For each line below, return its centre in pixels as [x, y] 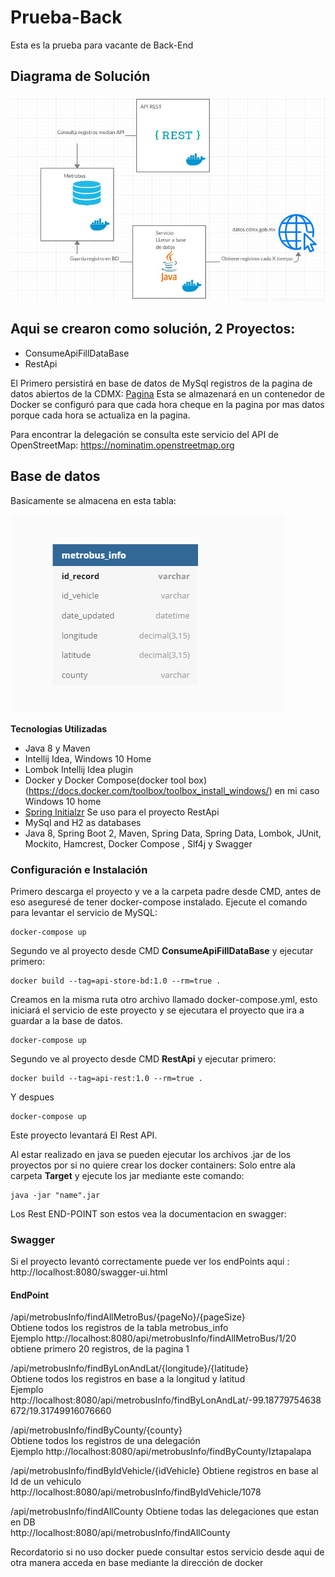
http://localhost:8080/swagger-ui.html [89, 1272]
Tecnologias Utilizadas [59, 728]
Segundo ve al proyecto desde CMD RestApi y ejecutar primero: [143, 1058]
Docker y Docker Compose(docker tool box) [116, 780]
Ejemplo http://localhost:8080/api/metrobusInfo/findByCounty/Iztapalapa [161, 1452]
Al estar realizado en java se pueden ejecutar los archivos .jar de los [151, 1154]
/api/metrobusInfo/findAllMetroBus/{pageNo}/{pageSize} [128, 1317]
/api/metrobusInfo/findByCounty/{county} [96, 1430]
